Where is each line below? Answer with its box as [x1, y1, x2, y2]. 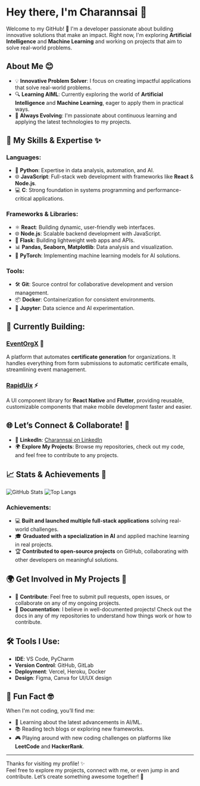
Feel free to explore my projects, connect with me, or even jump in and [6, 767, 180, 774]
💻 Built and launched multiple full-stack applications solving [14, 517, 168, 524]
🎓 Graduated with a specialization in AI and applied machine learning [14, 532, 189, 539]
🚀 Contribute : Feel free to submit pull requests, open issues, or [14, 593, 170, 600]
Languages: [6, 153, 42, 161]
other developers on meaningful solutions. [14, 556, 119, 563]
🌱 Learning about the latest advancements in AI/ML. [14, 719, 143, 726]
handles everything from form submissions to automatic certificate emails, [6, 359, 189, 366]
